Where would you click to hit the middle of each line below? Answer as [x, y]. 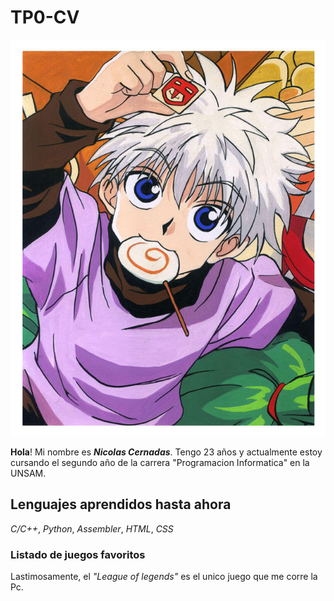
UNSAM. [28, 473]
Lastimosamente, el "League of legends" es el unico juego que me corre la [164, 576]
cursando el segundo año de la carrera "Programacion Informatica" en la [160, 462]
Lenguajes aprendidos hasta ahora [121, 504]
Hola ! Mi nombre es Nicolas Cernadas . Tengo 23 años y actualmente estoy [166, 452]
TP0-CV [45, 17]
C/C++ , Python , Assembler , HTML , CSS [92, 528]
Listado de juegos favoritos [78, 554]
